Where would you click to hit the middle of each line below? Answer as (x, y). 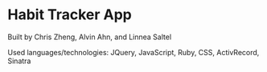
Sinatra (19, 61)
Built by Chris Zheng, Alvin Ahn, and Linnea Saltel (90, 37)
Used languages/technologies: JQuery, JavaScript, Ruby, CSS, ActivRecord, (133, 52)
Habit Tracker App (70, 15)
